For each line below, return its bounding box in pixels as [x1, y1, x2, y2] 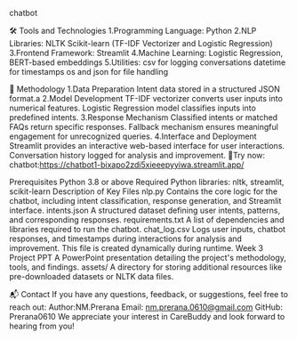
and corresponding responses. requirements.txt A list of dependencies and [9, 215, 285, 225]
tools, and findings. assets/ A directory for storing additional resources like [9, 262, 283, 272]
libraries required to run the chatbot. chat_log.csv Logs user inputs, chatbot [9, 224, 286, 234]
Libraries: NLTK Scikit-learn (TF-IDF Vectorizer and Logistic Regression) [9, 38, 273, 48]
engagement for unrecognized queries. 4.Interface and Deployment [9, 131, 257, 142]
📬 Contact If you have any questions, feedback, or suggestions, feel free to [9, 289, 289, 299]
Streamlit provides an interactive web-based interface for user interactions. [9, 141, 285, 150]
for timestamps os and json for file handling [9, 67, 169, 77]
